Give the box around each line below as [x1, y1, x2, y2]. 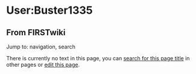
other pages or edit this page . [6, 61, 80, 68]
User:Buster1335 [6, 4, 93, 17]
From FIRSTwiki [6, 27, 66, 38]
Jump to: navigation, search [6, 43, 75, 50]
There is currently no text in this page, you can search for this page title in [6, 55, 190, 61]
